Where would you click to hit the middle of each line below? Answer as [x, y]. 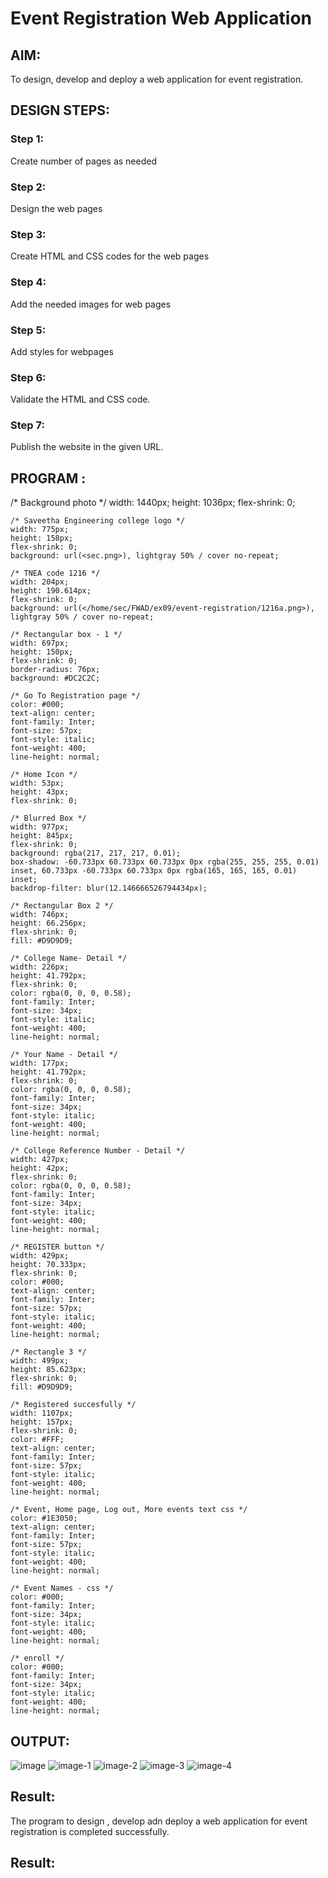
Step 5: [28, 330]
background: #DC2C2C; [55, 678]
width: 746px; [40, 915]
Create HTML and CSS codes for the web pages [110, 256]
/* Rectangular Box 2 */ [62, 906]
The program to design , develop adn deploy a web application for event [159, 1821]
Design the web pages [56, 208]
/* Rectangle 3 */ [48, 1352]
